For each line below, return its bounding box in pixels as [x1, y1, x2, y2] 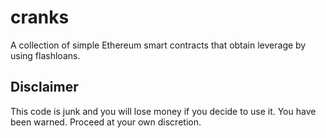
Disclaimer [10, 79, 79, 96]
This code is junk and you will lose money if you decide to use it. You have [10, 105, 317, 117]
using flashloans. [10, 49, 81, 61]
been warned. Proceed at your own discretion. [10, 116, 202, 128]
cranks [10, 6, 70, 29]
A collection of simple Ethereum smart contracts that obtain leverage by [10, 39, 307, 51]
